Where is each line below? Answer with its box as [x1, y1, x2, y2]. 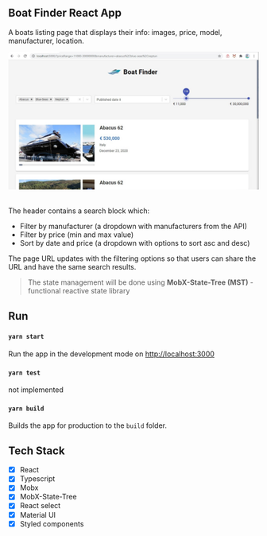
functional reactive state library [27, 286, 130, 296]
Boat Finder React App [8, 6, 122, 20]
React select [19, 501, 61, 511]
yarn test [8, 369, 41, 377]
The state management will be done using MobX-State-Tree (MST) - [27, 278, 254, 287]
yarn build [8, 405, 44, 413]
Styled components [19, 519, 84, 528]
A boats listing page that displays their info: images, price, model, [8, 27, 222, 37]
